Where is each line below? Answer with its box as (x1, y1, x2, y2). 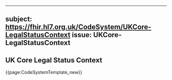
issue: (72, 31, 92, 39)
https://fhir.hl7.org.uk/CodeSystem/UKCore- (5, 23, 152, 31)
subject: (5, 15, 32, 23)
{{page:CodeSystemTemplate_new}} (5, 69, 83, 75)
